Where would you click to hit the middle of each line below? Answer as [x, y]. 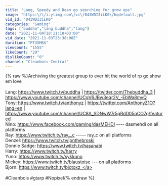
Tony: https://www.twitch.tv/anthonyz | [46, 103]
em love [13, 81]
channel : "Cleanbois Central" [37, 62]
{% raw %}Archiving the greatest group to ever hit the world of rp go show [83, 76]
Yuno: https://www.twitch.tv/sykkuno [44, 157]
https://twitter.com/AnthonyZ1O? [121, 103]
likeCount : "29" [22, 52]
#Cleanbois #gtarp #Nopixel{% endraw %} [50, 178]
